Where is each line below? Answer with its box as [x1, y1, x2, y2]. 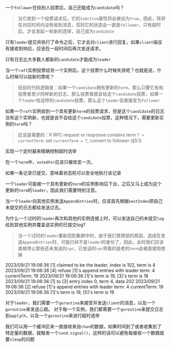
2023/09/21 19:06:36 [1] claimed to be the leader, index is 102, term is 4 [5, 262, 156, 268]
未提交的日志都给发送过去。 [5, 204, 64, 210]
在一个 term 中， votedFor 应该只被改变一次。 [5, 159, 95, 165]
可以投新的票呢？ [18, 74, 54, 79]
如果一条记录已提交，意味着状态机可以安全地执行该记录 [5, 170, 121, 176]
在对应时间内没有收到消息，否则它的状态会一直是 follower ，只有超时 [17, 22, 161, 28]
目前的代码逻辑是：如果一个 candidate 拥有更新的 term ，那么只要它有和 [17, 84, 164, 91]
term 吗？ [14, 121, 33, 127]
